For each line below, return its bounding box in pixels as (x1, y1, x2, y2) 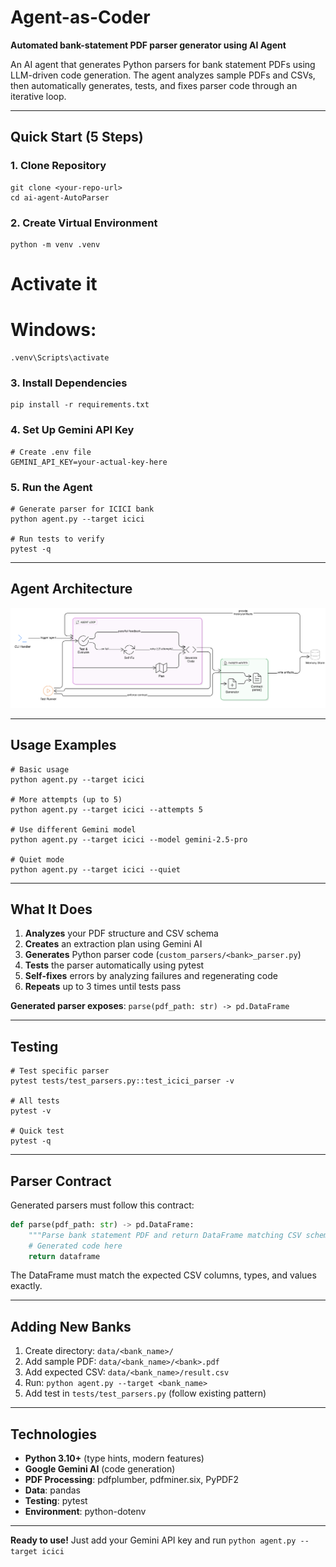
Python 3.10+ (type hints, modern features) (24, 1452, 205, 1465)
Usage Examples (10, 737, 117, 754)
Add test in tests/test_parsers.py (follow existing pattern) (24, 1387, 267, 1400)
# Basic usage (10, 764, 70, 775)
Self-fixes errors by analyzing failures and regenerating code (24, 970, 278, 982)
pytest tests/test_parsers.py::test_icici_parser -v (10, 1076, 235, 1086)
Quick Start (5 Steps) (10, 129, 144, 146)
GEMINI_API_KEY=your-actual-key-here (10, 457, 168, 467)
